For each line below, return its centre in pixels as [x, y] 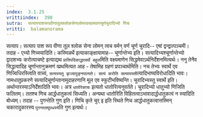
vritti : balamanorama [35, 29]
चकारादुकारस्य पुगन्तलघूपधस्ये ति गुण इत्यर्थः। [47, 107]
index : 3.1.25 [25, 12]
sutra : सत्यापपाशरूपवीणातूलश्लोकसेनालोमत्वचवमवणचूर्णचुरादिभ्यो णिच [68, 23]
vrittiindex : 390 [29, 18]
